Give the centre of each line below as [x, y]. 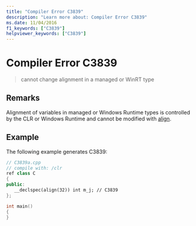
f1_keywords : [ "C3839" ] [36, 28]
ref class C [21, 174]
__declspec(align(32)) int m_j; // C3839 [66, 190]
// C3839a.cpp [24, 163]
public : [16, 184]
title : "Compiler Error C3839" [45, 12]
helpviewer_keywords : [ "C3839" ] [46, 34]
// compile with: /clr [34, 168]
